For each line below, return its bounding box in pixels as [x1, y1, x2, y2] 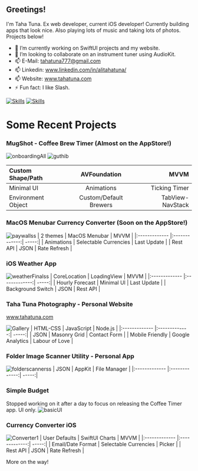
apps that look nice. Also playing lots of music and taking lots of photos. [6, 27, 181, 34]
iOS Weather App [6, 259, 57, 267]
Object [9, 201, 28, 209]
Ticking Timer [150, 184, 189, 192]
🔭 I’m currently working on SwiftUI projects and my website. [14, 44, 160, 51]
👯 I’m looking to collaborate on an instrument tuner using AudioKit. [14, 50, 176, 58]
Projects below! [6, 32, 44, 40]
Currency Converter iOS [6, 421, 77, 429]
